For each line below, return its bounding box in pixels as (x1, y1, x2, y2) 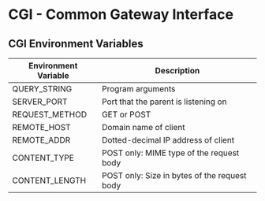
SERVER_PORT (12, 96, 68, 107)
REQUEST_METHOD (12, 109, 88, 120)
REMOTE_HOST (12, 122, 71, 132)
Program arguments (101, 84, 176, 94)
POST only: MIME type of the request (101, 147, 240, 158)
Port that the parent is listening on (101, 96, 227, 107)
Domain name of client (101, 122, 185, 132)
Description (155, 65, 200, 76)
